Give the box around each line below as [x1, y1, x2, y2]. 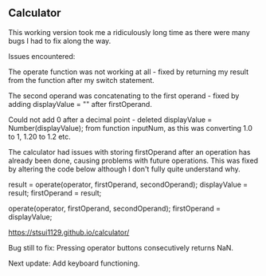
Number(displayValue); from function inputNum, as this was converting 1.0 [8, 123, 252, 132]
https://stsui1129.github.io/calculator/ [8, 227, 130, 237]
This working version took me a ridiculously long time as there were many [8, 27, 250, 37]
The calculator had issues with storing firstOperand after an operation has [8, 147, 251, 156]
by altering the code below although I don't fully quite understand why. [8, 164, 241, 174]
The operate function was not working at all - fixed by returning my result [8, 67, 249, 77]
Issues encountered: [8, 51, 76, 61]
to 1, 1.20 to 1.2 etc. [8, 132, 72, 141]
